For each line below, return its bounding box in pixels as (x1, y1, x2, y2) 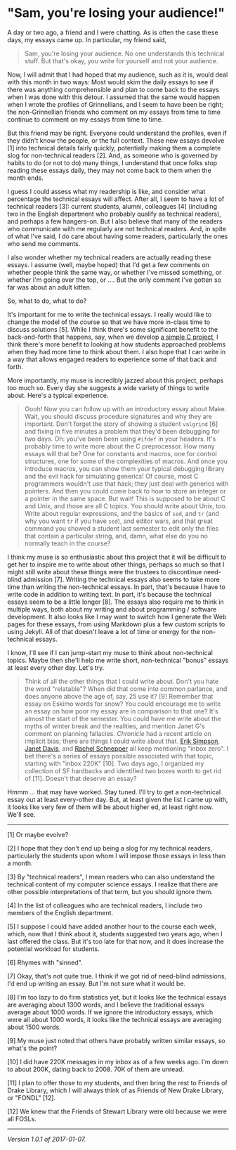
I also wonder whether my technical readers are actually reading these (7, 253, 211, 261)
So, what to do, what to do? (7, 297, 87, 305)
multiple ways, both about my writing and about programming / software (7, 605, 217, 613)
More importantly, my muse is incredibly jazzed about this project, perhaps (7, 376, 224, 385)
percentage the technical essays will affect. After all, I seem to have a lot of (7, 195, 225, 203)
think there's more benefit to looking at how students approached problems (7, 340, 226, 349)
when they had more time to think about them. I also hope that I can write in (7, 347, 226, 356)
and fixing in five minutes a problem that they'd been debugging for (24, 427, 220, 435)
